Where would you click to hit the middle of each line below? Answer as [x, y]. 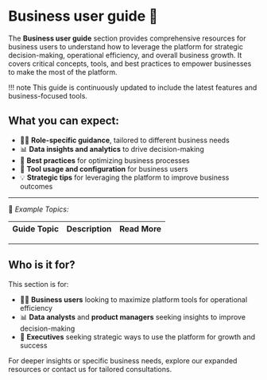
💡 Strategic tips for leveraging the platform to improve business [124, 177]
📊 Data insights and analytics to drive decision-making [112, 149]
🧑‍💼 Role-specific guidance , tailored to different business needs [125, 140]
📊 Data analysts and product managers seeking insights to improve [133, 316]
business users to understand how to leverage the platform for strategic [126, 46]
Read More [140, 228]
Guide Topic [36, 228]
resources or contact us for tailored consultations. [90, 369]
